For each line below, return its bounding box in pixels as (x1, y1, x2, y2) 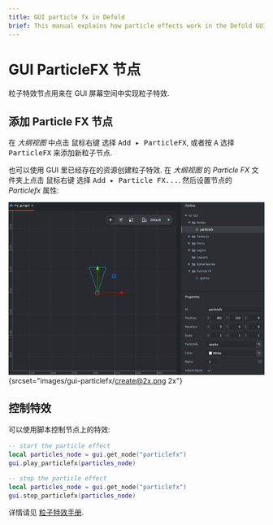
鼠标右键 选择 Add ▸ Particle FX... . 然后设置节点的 (45, 176, 233, 185)
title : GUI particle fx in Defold (8, 13, 126, 21)
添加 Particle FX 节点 (8, 115, 114, 128)
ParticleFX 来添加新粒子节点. (8, 148, 113, 158)
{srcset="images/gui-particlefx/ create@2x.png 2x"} (8, 375, 183, 385)
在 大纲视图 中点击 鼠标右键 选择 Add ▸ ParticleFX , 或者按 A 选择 (8, 138, 235, 148)
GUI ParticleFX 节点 (8, 60, 141, 79)
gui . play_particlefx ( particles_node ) (8, 459, 136, 467)
